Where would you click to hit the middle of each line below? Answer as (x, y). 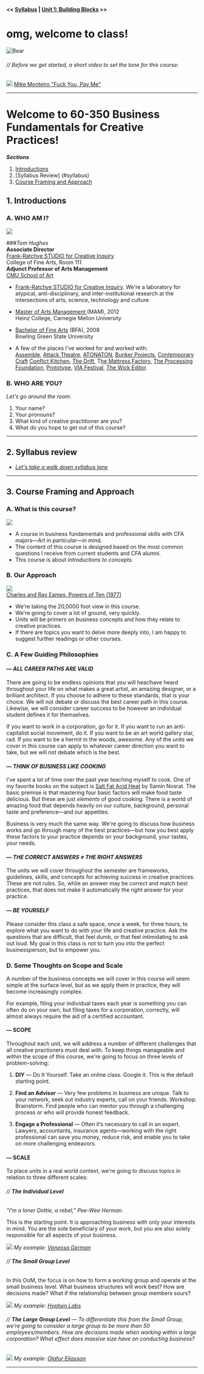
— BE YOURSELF (28, 910)
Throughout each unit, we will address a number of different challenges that (101, 1044)
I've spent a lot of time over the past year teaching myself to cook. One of (98, 780)
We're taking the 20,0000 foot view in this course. (78, 606)
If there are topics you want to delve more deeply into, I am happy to (100, 632)
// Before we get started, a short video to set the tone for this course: (93, 64)
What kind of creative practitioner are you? (69, 421)
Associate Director (30, 249)
